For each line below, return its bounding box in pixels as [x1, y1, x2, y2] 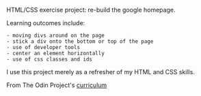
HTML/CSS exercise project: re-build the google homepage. [6, 6, 176, 14]
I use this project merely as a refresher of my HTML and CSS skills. [6, 68, 196, 76]
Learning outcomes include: [6, 19, 85, 27]
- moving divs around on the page [6, 32, 105, 39]
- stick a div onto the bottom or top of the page [6, 38, 154, 45]
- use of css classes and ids [6, 56, 93, 63]
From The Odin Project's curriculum [6, 81, 107, 89]
